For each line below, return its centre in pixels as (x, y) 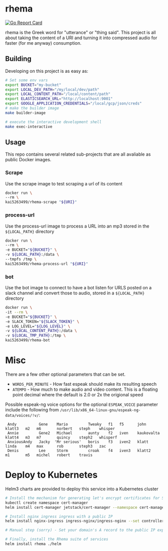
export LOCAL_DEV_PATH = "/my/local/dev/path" (52, 89)
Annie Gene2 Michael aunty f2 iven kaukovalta (83, 433)
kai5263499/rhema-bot (28, 340)
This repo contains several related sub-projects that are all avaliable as (78, 154)
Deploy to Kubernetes (51, 475)
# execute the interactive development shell (53, 122)
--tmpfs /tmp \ (21, 259)
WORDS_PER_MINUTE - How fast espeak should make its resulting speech (84, 384)
